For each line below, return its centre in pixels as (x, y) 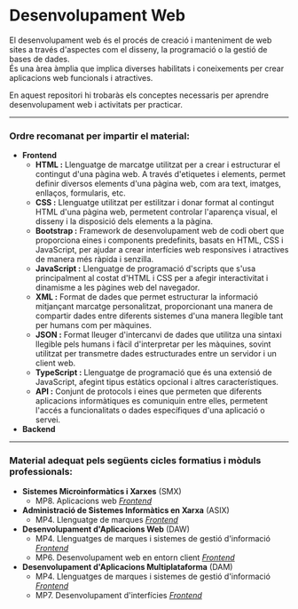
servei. (47, 420)
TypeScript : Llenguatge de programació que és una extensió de (153, 373)
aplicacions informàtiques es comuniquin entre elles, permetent (152, 401)
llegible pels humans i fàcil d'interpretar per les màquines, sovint (153, 344)
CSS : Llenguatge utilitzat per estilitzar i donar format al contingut (155, 203)
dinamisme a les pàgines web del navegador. (118, 288)
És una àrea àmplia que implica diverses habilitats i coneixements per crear (147, 68)
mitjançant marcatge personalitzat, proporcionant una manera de (154, 307)
